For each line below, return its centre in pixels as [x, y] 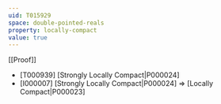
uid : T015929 [30, 15]
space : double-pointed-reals [56, 23]
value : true [28, 37]
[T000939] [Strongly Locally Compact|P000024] [99, 75]
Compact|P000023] [52, 92]
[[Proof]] [23, 60]
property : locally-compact [53, 30]
